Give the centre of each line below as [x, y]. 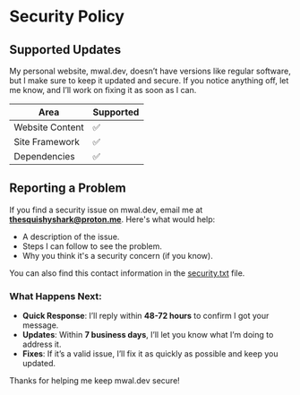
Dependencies [44, 156]
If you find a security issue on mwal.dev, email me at [106, 210]
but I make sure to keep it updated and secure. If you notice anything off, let [149, 81]
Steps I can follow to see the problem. [92, 246]
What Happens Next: [56, 296]
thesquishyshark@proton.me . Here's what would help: [112, 219]
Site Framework [47, 142]
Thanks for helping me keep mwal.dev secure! [95, 381]
